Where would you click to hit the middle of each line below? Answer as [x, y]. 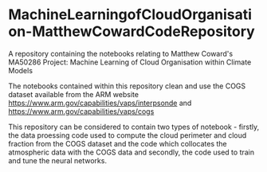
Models [21, 70]
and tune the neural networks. [58, 160]
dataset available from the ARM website [74, 94]
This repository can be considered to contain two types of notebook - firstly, [134, 127]
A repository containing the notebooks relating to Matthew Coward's [121, 53]
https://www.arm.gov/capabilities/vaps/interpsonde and [100, 103]
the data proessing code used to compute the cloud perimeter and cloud [128, 135]
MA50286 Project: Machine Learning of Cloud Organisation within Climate [130, 62]
